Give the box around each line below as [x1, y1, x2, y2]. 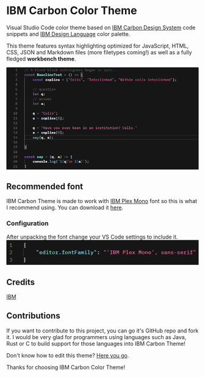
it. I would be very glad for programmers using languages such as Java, [6, 333, 187, 340]
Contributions [6, 311, 60, 321]
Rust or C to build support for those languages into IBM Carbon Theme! [6, 340, 186, 347]
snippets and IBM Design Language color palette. [6, 30, 131, 37]
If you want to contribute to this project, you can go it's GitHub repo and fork [6, 327, 199, 334]
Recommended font [6, 181, 84, 192]
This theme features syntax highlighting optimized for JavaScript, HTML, [6, 42, 189, 49]
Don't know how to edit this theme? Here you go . [6, 351, 129, 359]
